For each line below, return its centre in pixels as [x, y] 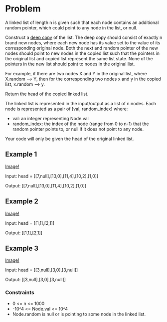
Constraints [20, 293]
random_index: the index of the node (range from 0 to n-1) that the [81, 124]
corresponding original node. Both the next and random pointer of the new [82, 48]
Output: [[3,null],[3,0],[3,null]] [36, 280]
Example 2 [22, 202]
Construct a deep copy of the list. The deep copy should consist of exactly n [84, 37]
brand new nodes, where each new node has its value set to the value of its [83, 42]
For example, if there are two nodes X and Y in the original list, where [76, 73]
